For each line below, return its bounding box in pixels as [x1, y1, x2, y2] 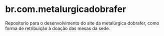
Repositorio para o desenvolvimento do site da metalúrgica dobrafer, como [5, 20, 159, 26]
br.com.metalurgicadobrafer [5, 3, 126, 15]
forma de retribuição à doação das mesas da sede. [5, 25, 110, 31]
